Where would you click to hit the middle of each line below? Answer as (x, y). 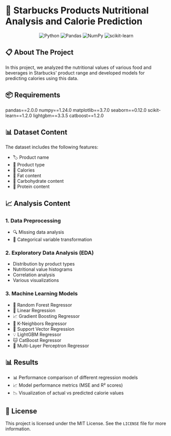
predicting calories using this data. (42, 78)
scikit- (154, 110)
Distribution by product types (44, 264)
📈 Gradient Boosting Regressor (46, 316)
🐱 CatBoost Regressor (37, 340)
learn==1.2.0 (19, 116)
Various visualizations (36, 280)
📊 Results (22, 362)
